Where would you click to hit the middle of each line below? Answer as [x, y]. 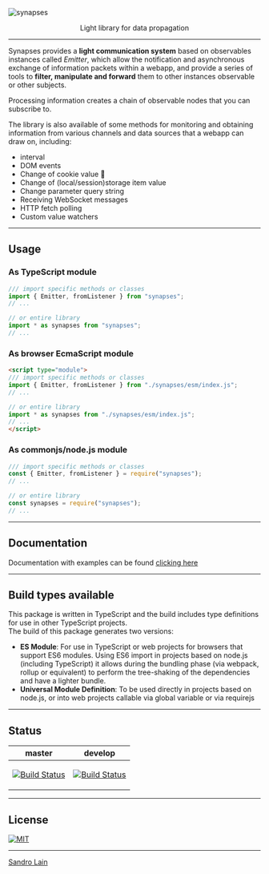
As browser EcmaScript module [71, 353]
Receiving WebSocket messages [74, 199]
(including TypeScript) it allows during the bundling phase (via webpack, [139, 664]
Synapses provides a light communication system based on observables [130, 51]
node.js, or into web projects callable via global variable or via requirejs [137, 698]
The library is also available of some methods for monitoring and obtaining [131, 125]
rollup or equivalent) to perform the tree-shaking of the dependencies [135, 672]
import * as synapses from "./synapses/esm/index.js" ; [102, 414]
